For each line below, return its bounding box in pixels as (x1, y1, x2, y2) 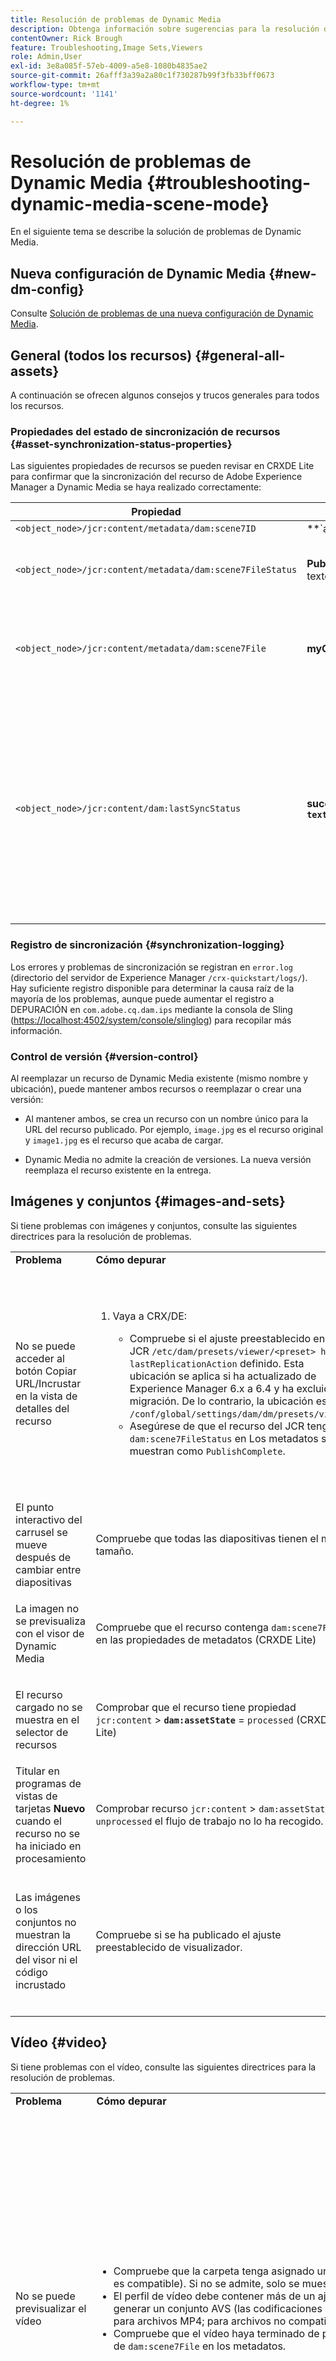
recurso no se (15, 1826, 81, 1840)
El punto (15, 1500, 55, 1514)
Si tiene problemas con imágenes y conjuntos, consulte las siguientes (10, 1219, 298, 1231)
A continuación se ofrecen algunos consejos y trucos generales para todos (10, 389, 320, 401)
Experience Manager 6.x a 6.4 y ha (129, 1381, 295, 1395)
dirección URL (15, 1940, 82, 1954)
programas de (15, 1776, 82, 1790)
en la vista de (15, 1389, 78, 1403)
